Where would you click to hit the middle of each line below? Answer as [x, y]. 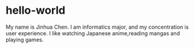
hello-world [36, 10]
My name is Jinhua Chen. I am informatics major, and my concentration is [97, 27]
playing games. [25, 39]
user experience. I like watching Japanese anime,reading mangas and [93, 33]
